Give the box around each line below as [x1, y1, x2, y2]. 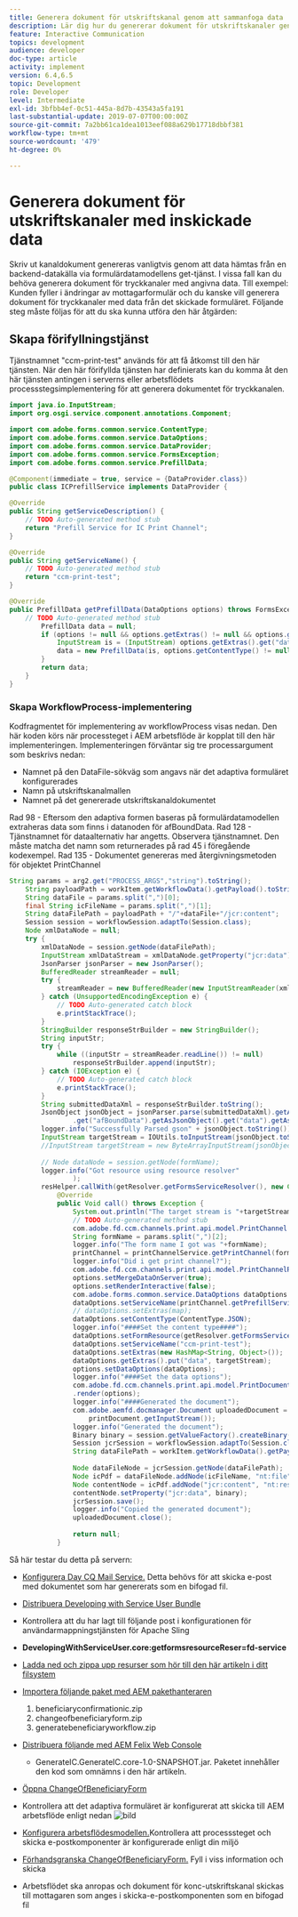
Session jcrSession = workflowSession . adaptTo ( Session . [72, 1438, 284, 1448]
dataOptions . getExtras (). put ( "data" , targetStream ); [72, 1356, 272, 1365]
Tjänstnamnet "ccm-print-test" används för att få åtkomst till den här [9, 355, 260, 366]
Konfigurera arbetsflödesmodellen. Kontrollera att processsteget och [21, 1827, 272, 1838]
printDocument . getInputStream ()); [88, 1414, 216, 1423]
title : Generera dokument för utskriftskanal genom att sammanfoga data [9, 12, 284, 22]
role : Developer [9, 87, 69, 96]
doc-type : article [9, 54, 77, 63]
